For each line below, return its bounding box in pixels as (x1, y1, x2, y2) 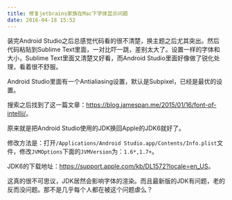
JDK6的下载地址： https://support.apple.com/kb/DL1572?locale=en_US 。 (7, 162, 215, 170)
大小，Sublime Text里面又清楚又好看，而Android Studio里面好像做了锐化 (7, 53, 215, 62)
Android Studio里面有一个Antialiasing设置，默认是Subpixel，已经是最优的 (7, 77, 217, 85)
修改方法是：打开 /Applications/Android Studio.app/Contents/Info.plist (7, 138, 217, 147)
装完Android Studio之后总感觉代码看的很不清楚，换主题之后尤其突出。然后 (7, 36, 220, 45)
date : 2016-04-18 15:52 (7, 17, 76, 24)
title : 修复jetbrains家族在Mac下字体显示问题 (7, 10, 128, 17)
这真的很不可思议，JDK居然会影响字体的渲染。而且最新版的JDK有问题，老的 (7, 176, 225, 185)
